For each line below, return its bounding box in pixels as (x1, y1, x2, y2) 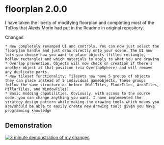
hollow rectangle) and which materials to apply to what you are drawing (5, 56, 160, 62)
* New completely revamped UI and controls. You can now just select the (5, 44, 160, 48)
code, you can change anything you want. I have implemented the (5, 95, 141, 100)
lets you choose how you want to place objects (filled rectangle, (5, 52, 146, 57)
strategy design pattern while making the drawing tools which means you (5, 99, 160, 104)
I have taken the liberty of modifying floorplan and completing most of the (5, 20, 155, 25)
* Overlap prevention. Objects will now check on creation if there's (5, 61, 153, 66)
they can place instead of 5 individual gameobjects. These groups (5, 78, 146, 83)
